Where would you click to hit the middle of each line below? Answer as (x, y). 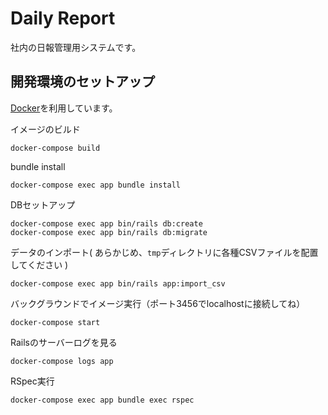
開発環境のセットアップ (82, 82)
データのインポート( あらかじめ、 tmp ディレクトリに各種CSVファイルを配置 (164, 252)
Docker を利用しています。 (64, 108)
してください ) (39, 264)
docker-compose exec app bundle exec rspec (102, 400)
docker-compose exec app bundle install (96, 185)
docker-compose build (55, 148)
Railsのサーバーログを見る (64, 342)
